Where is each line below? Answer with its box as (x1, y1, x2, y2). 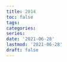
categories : (6, 25, 36, 31)
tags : (6, 19, 20, 25)
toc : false (6, 14, 33, 20)
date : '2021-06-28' (6, 36, 55, 42)
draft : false (6, 47, 39, 53)
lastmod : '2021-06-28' (6, 42, 63, 48)
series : (6, 31, 26, 37)
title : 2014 (6, 8, 36, 15)
